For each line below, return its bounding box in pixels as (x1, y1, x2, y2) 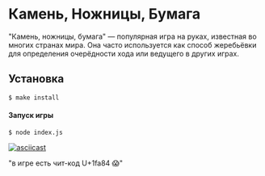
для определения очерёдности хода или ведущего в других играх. (8, 48, 240, 58)
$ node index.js (8, 128, 63, 136)
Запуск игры (8, 111, 54, 120)
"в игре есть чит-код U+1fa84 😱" (8, 158, 124, 168)
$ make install (8, 94, 60, 102)
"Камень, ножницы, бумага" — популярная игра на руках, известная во (8, 31, 257, 41)
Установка (8, 72, 65, 86)
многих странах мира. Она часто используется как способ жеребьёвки (8, 40, 257, 49)
